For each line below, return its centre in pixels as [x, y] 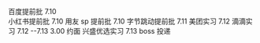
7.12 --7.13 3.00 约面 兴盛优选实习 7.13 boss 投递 [94, 31]
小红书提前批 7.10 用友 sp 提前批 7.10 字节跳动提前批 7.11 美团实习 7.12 [119, 21]
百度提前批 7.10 [32, 11]
